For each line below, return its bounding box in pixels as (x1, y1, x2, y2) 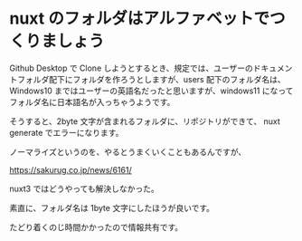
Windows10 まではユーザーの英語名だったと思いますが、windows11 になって (9, 85, 294, 96)
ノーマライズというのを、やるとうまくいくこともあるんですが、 (9, 146, 247, 157)
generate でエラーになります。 (9, 127, 124, 138)
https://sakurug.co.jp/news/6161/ (9, 164, 133, 175)
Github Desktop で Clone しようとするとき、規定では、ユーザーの (9, 63, 253, 73)
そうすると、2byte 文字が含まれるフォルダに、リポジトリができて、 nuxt (9, 115, 280, 127)
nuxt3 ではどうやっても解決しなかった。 (9, 183, 160, 194)
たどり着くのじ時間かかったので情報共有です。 (9, 221, 184, 232)
